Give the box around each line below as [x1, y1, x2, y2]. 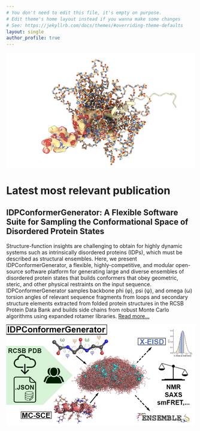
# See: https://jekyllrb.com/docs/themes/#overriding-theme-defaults [6, 22, 184, 28]
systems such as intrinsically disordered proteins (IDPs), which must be [6, 249, 183, 256]
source [6, 268, 24, 275]
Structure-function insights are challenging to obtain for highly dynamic [6, 242, 183, 249]
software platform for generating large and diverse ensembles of [25, 268, 184, 275]
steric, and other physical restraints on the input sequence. [6, 280, 152, 288]
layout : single [6, 29, 44, 35]
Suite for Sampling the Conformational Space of [6, 217, 189, 228]
